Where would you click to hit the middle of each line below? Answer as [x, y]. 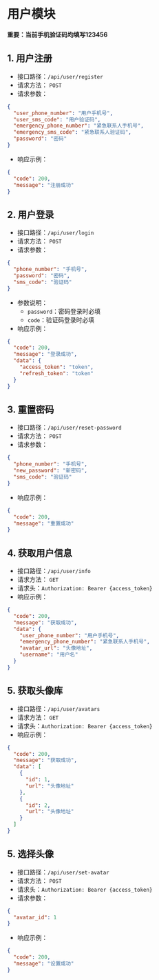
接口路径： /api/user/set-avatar [63, 872]
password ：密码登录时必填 [64, 311]
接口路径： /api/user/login [55, 232]
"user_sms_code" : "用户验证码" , [57, 119]
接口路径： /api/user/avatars [59, 708]
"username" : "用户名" [49, 655]
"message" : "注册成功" [44, 185]
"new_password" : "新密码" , [51, 471]
